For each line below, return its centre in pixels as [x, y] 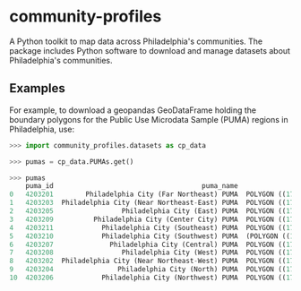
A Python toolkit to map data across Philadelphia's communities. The [136, 41]
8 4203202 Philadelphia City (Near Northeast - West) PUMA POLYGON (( [148, 261]
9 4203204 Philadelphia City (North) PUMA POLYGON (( [148, 270]
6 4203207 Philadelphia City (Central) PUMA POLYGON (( [148, 244]
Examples [37, 88]
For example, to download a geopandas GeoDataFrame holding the [133, 110]
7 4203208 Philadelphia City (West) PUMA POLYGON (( [148, 252]
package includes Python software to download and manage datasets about [150, 50]
